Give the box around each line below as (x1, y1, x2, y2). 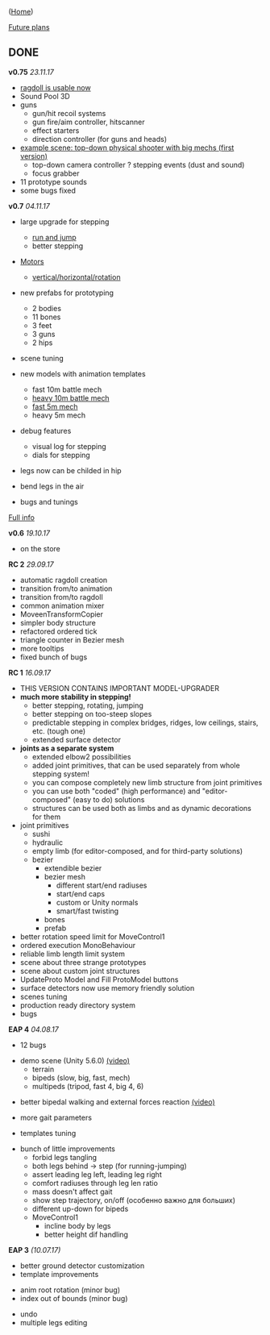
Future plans (8, 23, 50, 31)
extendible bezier (44, 863, 102, 873)
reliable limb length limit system (19, 949, 125, 959)
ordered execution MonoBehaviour (19, 940, 136, 950)
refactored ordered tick (19, 626, 98, 636)
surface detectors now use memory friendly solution (19, 983, 195, 992)
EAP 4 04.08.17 (8, 1024, 59, 1034)
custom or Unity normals (56, 897, 139, 907)
